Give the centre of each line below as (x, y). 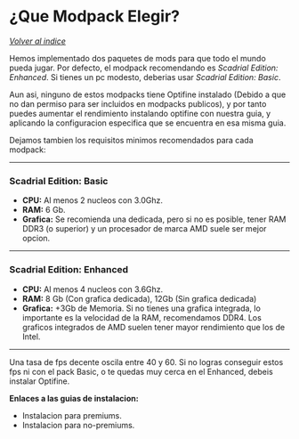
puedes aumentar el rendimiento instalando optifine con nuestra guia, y (140, 113)
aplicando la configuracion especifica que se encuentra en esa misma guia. (148, 123)
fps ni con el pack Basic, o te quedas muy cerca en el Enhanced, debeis (141, 371)
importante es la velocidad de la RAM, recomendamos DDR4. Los (142, 317)
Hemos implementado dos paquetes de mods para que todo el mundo (138, 58)
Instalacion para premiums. (72, 415)
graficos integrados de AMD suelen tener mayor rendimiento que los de (154, 327)
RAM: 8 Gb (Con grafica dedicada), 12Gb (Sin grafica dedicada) (139, 298)
